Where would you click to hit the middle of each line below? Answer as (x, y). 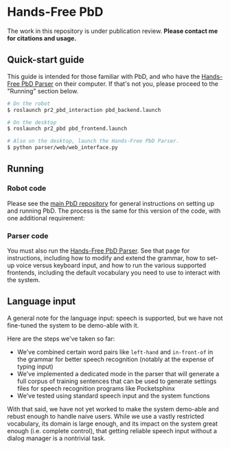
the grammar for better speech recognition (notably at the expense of (115, 359)
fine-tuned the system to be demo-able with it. (73, 325)
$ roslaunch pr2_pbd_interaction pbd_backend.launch (84, 110)
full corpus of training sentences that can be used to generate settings (117, 381)
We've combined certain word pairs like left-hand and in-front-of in (115, 352)
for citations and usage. (42, 38)
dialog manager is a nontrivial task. (57, 438)
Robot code (27, 188)
